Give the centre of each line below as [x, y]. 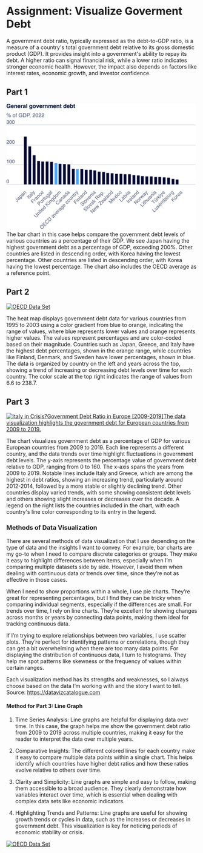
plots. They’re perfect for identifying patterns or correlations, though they [98, 642]
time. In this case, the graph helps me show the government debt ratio [103, 726]
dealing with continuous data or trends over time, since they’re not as [93, 573]
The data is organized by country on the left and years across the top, [93, 363]
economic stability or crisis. [49, 832]
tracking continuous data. [38, 624]
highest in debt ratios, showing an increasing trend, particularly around [95, 480]
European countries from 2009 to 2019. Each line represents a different [95, 448]
